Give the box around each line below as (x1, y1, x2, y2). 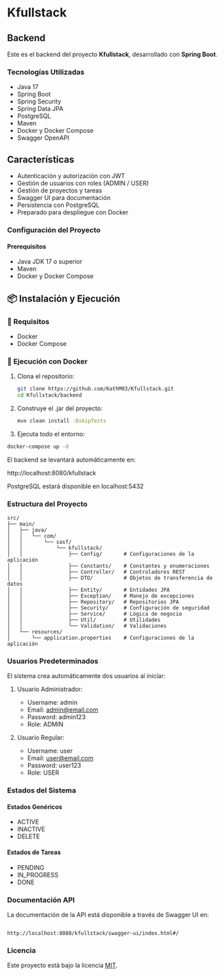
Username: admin (27, 699, 77, 707)
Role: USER (27, 768, 60, 777)
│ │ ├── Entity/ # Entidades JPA (7, 587, 170, 594)
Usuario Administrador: (16, 685, 83, 693)
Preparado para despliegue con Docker (16, 208, 129, 216)
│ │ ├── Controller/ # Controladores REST (7, 568, 186, 576)
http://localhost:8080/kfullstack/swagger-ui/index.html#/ (7, 929, 179, 936)
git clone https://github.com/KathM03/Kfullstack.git (16, 386, 174, 392)
